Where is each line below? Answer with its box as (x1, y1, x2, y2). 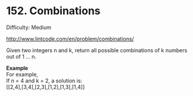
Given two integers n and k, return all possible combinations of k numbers (6, 46, 188, 54)
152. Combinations (6, 4, 101, 18)
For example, (6, 71, 39, 78)
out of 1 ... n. (6, 53, 37, 60)
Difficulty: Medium (6, 24, 52, 31)
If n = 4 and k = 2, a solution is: (6, 77, 82, 84)
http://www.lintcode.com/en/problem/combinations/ (6, 35, 134, 42)
